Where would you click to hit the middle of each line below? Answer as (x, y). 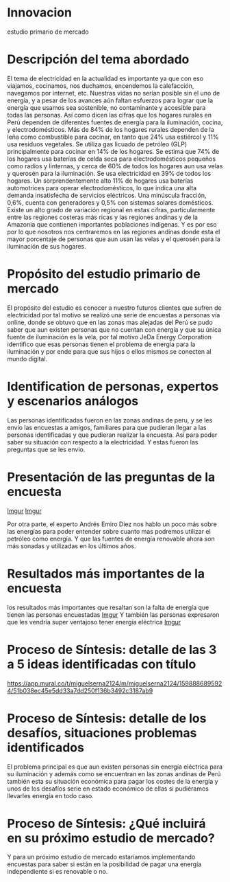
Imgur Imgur (25, 510)
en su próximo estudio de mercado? (111, 838)
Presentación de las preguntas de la (111, 477)
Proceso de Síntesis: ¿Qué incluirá (107, 823)
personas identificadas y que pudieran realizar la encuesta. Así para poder (112, 435)
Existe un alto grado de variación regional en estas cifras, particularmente (111, 210)
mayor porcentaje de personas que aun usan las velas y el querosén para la (114, 239)
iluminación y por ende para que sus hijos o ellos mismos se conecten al (109, 351)
